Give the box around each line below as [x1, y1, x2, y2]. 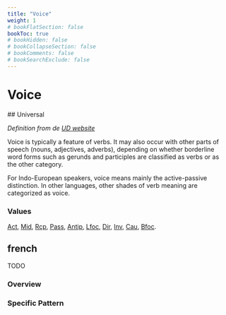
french [7, 243, 37, 255]
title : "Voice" [7, 10, 52, 18]
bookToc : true [7, 30, 49, 37]
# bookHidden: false [7, 37, 69, 44]
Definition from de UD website [7, 124, 95, 132]
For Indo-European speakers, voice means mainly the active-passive [7, 174, 208, 182]
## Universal [7, 110, 44, 119]
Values [7, 206, 32, 216]
